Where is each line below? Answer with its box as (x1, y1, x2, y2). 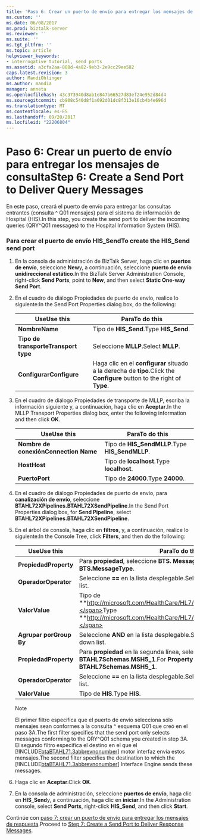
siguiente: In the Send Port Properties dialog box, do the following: (14, 301, 177, 308)
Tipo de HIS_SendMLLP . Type (104, 440, 187, 449)
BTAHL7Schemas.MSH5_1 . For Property (79, 655, 193, 664)
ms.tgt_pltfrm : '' (6, 42, 52, 48)
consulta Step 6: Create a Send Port (6, 170, 185, 184)
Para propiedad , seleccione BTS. (79, 557, 171, 565)
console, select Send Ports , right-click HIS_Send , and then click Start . (14, 802, 189, 810)
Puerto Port (17, 474, 50, 483)
